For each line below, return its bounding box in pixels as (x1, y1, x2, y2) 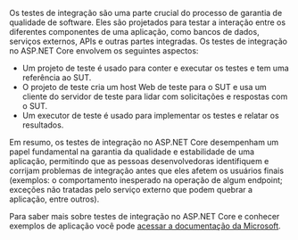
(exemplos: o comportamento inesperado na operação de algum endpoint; (9, 175, 283, 186)
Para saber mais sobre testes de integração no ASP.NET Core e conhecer (9, 211, 280, 221)
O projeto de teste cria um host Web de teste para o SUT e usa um (21, 82, 268, 92)
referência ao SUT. (21, 72, 92, 83)
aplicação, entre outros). (9, 194, 100, 204)
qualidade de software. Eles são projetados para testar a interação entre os (9, 17, 286, 28)
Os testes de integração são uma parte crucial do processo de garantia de (9, 8, 283, 18)
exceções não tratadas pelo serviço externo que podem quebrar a (9, 185, 252, 194)
